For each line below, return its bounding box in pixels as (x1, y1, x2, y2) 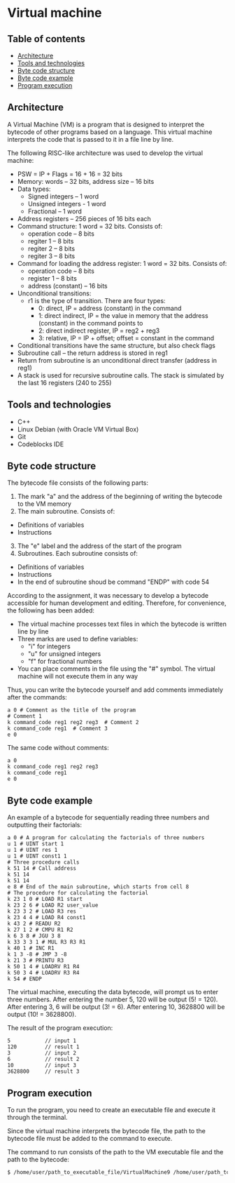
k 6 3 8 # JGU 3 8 (7, 933, 61, 940)
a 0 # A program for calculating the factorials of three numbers (7, 834, 205, 841)
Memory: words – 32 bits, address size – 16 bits (17, 177, 155, 185)
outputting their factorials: (7, 821, 83, 829)
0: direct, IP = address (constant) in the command (38, 304, 182, 312)
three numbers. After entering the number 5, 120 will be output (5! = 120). (7, 995, 218, 1004)
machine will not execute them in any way (17, 672, 138, 681)
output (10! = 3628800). (7, 1010, 77, 1019)
